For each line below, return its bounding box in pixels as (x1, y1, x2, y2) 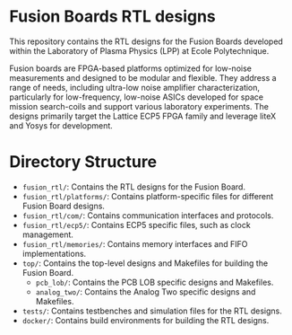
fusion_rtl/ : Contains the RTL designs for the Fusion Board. (21, 181, 246, 192)
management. (21, 229, 74, 240)
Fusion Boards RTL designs (9, 6, 217, 27)
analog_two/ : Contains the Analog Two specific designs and (35, 286, 256, 297)
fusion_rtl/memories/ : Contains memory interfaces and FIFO (21, 238, 248, 249)
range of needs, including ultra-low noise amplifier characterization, (9, 82, 261, 93)
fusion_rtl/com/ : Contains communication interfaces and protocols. (21, 209, 274, 221)
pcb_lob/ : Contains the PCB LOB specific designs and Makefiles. (35, 277, 274, 287)
